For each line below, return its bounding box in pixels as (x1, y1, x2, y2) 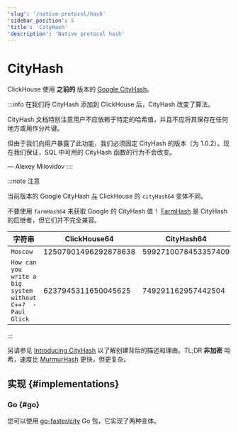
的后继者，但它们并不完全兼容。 (7, 216, 101, 224)
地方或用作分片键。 (7, 124, 64, 133)
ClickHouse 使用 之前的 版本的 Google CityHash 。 (7, 85, 154, 94)
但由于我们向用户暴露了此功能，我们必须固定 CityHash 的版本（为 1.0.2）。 (7, 139, 224, 148)
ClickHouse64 (64, 234, 115, 244)
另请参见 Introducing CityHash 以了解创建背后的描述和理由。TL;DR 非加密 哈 (7, 346, 231, 355)
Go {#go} (7, 399, 40, 409)
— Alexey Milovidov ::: (7, 162, 72, 171)
